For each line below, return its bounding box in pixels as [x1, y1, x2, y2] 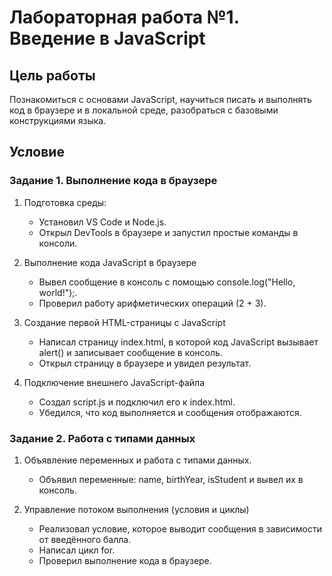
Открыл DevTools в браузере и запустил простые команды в [38, 226, 299, 238]
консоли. [38, 237, 78, 249]
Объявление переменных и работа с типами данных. [23, 454, 252, 466]
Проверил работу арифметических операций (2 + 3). [38, 297, 267, 309]
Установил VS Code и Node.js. [38, 216, 167, 228]
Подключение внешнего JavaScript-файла [23, 376, 205, 388]
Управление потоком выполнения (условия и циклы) [23, 503, 250, 515]
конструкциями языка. [9, 115, 107, 126]
